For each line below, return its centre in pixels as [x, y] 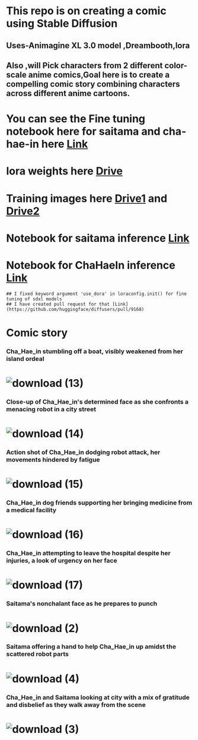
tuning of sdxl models [34, 299]
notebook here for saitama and [83, 131]
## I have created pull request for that [58, 304]
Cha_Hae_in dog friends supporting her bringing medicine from [99, 503]
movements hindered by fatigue [53, 459]
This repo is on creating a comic [87, 11]
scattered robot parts [38, 654]
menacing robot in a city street [51, 409]
